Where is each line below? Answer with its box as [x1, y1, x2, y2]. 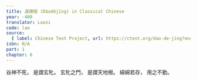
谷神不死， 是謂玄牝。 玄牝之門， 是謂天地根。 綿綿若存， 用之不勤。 [6, 68, 173, 76]
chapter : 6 [6, 52, 33, 58]
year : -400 [6, 14, 33, 20]
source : [6, 30, 25, 36]
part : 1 [6, 47, 25, 52]
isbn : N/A [6, 41, 30, 47]
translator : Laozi [6, 19, 51, 25]
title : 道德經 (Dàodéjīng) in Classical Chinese [6, 8, 125, 15]
